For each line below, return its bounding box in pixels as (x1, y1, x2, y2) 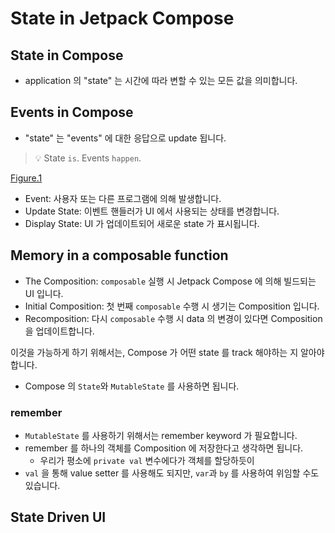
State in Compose (10, 47, 124, 64)
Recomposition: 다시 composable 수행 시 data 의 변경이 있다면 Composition (24, 312, 323, 324)
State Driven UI (10, 509, 107, 526)
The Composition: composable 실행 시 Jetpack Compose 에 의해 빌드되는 (24, 275, 317, 287)
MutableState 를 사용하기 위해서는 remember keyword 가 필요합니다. (24, 429, 298, 441)
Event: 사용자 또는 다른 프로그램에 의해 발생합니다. (24, 192, 222, 204)
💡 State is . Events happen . (34, 152, 142, 164)
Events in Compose (10, 104, 134, 121)
